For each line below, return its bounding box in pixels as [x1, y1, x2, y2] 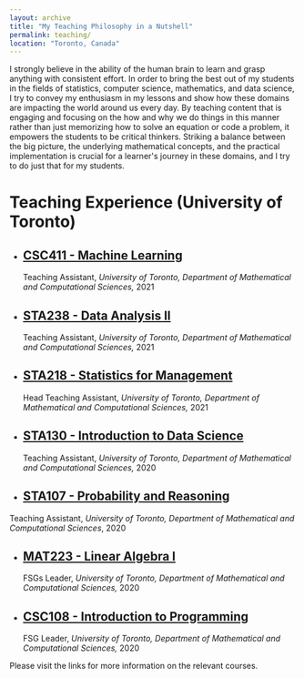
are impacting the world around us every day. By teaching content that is [9, 102, 282, 114]
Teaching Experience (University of [9, 192, 283, 213]
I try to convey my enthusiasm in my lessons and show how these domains [9, 93, 289, 104]
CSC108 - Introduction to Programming [22, 609, 248, 624]
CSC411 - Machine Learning [22, 248, 183, 263]
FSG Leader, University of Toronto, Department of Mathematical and [22, 633, 281, 644]
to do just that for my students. [9, 160, 125, 171]
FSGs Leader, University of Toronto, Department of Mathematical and [22, 572, 285, 583]
